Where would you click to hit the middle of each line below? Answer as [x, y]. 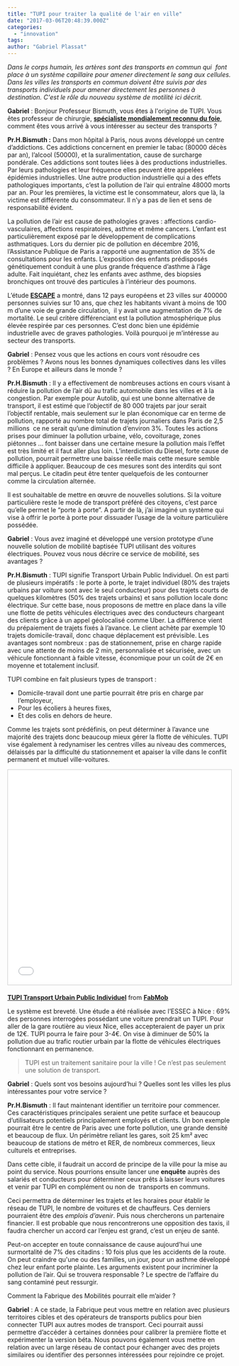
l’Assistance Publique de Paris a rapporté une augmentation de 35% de [111, 251]
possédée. [23, 525]
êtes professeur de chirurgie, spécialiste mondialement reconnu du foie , [115, 118]
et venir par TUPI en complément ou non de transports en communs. [109, 1187]
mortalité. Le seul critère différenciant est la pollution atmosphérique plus [114, 318]
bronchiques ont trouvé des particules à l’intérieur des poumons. [102, 282]
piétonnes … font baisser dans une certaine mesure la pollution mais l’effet [116, 443]
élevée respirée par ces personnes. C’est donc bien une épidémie [104, 326]
